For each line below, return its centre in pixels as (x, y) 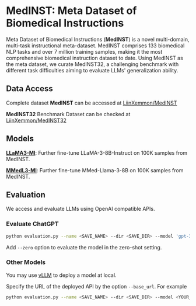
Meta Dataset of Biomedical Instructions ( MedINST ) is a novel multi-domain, (98, 39)
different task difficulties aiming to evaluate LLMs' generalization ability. (92, 70)
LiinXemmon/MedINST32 (36, 120)
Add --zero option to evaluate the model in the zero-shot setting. (84, 247)
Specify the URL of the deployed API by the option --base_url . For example (97, 286)
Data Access (30, 89)
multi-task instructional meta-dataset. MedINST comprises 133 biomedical (95, 46)
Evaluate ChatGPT (33, 224)
